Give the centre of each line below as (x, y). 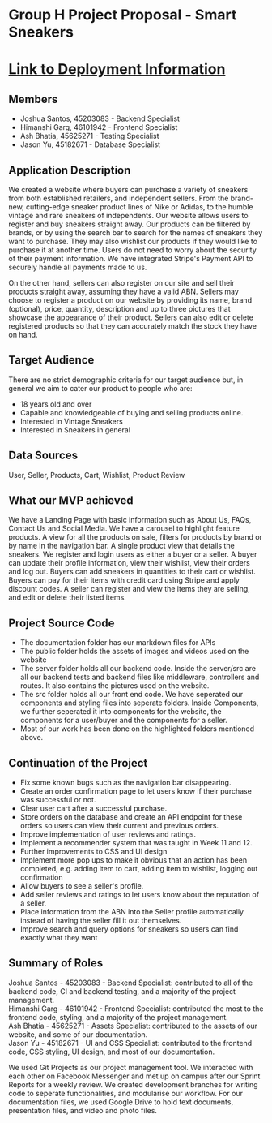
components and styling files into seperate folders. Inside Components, (139, 703)
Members (33, 99)
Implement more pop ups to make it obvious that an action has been (134, 860)
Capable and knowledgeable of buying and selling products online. (132, 412)
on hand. (23, 335)
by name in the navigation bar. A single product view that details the (121, 546)
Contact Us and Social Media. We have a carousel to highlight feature (124, 528)
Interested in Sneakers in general (75, 430)
